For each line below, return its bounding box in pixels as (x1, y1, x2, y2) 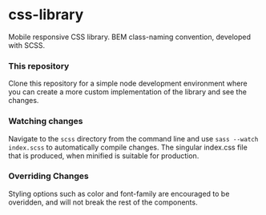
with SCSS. (8, 40, 46, 50)
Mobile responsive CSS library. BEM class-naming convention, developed (8, 32, 251, 42)
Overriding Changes (8, 170, 90, 181)
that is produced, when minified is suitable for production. (8, 150, 199, 161)
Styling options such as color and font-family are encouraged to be (8, 189, 230, 198)
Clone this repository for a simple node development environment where (8, 78, 248, 89)
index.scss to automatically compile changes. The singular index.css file (8, 142, 248, 152)
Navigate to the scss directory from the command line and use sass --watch (8, 133, 259, 143)
